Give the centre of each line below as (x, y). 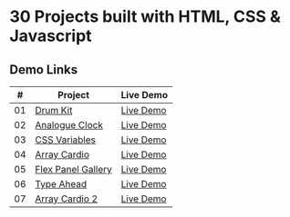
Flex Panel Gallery (73, 169)
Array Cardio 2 (67, 199)
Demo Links (44, 69)
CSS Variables (65, 140)
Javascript (51, 36)
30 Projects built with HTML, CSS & (145, 17)
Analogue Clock (69, 125)
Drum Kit (54, 110)
